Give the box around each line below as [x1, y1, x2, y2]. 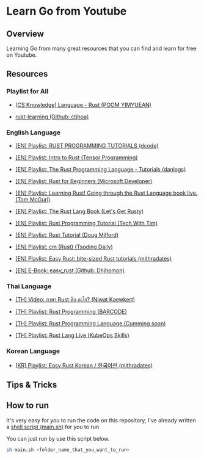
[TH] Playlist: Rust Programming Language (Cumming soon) [15, 320, 166, 327]
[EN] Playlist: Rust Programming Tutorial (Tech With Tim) [15, 219, 158, 226]
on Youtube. [6, 51, 37, 59]
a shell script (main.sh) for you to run [6, 423, 100, 430]
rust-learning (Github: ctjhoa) [15, 113, 89, 120]
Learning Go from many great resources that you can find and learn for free [6, 45, 197, 52]
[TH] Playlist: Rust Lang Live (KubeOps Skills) [15, 331, 129, 339]
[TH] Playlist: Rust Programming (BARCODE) [15, 308, 127, 316]
